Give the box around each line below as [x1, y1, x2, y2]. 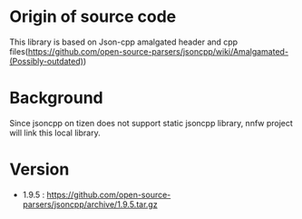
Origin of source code [9, 6, 177, 27]
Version [9, 159, 70, 180]
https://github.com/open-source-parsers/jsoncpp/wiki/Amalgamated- [27, 45, 288, 56]
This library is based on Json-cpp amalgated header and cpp [9, 36, 239, 47]
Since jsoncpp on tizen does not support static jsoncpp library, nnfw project [9, 117, 293, 128]
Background [9, 88, 103, 108]
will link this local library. [9, 127, 102, 138]
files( [9, 45, 29, 56]
